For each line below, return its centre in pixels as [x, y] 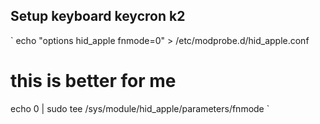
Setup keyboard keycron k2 [98, 16]
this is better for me [93, 81]
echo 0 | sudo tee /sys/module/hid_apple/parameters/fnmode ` [140, 108]
